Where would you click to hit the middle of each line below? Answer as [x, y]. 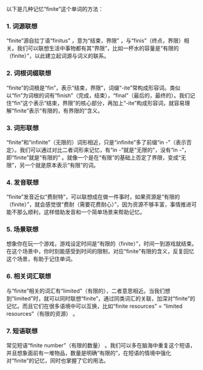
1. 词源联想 [22, 26]
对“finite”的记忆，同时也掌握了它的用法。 [58, 361]
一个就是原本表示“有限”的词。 [62, 165]
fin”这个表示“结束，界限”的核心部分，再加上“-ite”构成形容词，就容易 [99, 103]
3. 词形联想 [23, 128]
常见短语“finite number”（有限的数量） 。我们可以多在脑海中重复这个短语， [101, 346]
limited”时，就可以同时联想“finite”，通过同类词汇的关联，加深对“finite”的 [105, 298]
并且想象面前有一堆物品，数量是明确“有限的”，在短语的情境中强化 [89, 353]
